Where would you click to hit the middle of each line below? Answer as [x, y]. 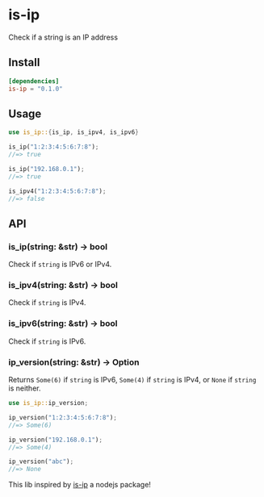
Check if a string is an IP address [63, 37]
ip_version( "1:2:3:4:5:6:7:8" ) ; [63, 417]
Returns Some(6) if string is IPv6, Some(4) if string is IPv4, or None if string [132, 380]
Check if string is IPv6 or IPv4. [60, 265]
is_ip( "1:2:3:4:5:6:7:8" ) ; [54, 147]
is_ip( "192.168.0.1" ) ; [46, 169]
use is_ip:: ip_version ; [48, 403]
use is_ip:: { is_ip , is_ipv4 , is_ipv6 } [73, 132]
